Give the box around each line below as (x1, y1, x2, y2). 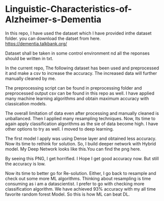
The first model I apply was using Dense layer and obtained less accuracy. (5, 135, 157, 141)
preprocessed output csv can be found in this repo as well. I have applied (5, 90, 155, 96)
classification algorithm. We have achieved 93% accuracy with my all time (5, 186, 156, 192)
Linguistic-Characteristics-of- (5, 3, 132, 15)
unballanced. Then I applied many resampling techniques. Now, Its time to (5, 115, 156, 121)
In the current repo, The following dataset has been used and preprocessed (5, 65, 159, 71)
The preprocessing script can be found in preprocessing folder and (5, 85, 142, 91)
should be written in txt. (5, 55, 53, 61)
